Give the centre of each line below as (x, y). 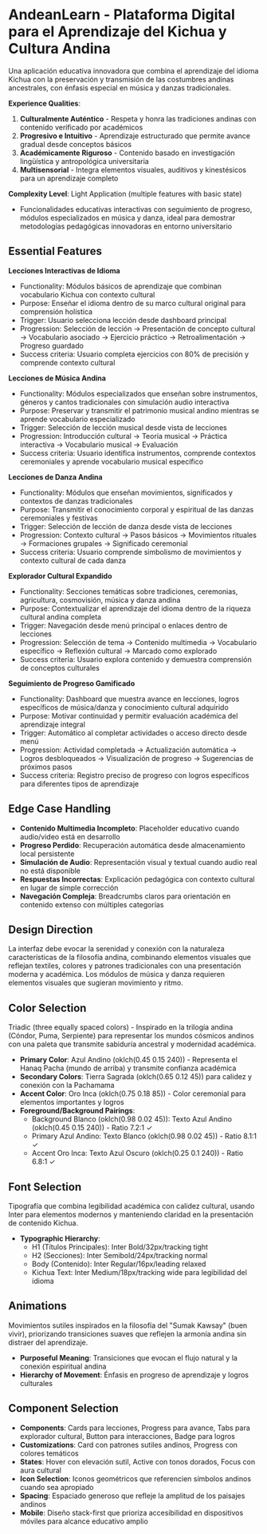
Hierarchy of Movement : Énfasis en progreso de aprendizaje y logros (134, 1375)
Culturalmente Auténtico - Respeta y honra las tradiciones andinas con (138, 118)
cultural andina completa (61, 616)
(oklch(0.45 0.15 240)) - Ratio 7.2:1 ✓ (92, 1128)
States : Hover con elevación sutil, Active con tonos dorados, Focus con (137, 1461)
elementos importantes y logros (72, 1102)
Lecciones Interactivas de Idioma (65, 270)
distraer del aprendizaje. (48, 1342)
